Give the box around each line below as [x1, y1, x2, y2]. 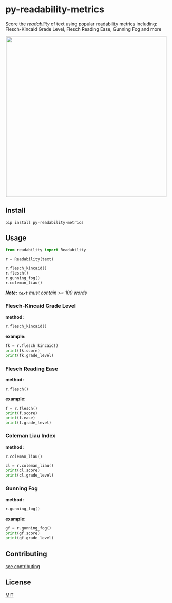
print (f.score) [5, 410, 38, 416]
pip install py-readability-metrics [5, 220, 84, 225]
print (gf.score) [5, 531, 40, 536]
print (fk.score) [5, 348, 40, 353]
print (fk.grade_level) [5, 353, 54, 358]
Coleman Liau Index [5, 432, 56, 440]
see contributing [5, 563, 40, 569]
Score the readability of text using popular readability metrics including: [5, 21, 158, 27]
